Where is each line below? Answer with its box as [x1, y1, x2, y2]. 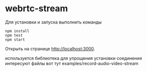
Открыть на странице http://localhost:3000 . [5, 46, 96, 51]
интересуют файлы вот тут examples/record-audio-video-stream [5, 60, 139, 66]
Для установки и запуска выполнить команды [5, 19, 102, 25]
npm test [5, 33, 23, 38]
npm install [5, 28, 29, 33]
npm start [5, 37, 25, 42]
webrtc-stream [5, 3, 68, 14]
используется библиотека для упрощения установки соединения [5, 55, 142, 61]
